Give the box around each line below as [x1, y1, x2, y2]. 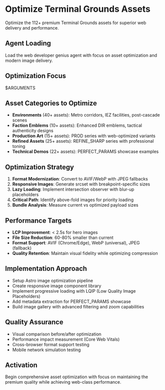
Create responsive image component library [12, 283, 102, 289]
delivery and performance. [5, 25, 59, 30]
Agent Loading [5, 39, 52, 48]
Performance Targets [5, 216, 72, 225]
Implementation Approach [5, 265, 87, 273]
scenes [12, 117, 27, 123]
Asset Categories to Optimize [5, 99, 97, 107]
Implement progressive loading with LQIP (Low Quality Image [12, 288, 136, 294]
